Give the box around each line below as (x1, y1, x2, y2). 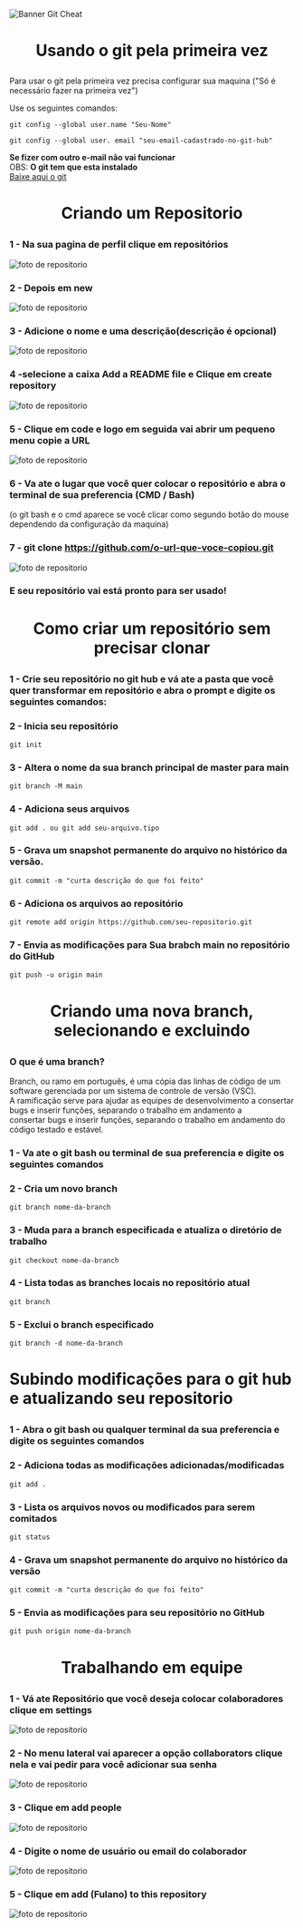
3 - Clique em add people (9, 1801, 122, 1814)
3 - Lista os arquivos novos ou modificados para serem (9, 1501, 256, 1514)
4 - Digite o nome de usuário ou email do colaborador (9, 1845, 247, 1857)
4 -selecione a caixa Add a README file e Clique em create (9, 368, 273, 381)
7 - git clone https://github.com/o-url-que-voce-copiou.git (9, 541, 274, 554)
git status (9, 1533, 51, 1542)
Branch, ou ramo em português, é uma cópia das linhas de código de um (9, 1076, 281, 1086)
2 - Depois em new (9, 281, 93, 294)
